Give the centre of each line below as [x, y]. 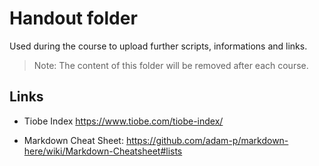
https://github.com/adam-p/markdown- [207, 140]
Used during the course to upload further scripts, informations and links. [158, 46]
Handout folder [73, 18]
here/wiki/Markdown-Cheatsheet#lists [103, 151]
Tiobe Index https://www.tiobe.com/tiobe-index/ [123, 121]
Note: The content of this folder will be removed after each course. [171, 65]
